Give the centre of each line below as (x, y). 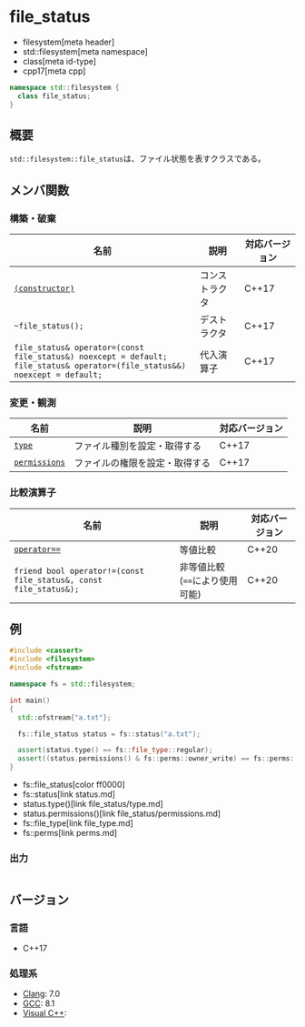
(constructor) (44, 289)
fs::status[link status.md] (69, 794)
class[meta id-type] (59, 61)
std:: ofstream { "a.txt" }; (64, 717)
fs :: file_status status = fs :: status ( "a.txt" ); (109, 734)
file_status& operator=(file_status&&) (100, 366)
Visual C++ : (44, 1013)
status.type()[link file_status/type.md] (93, 804)
